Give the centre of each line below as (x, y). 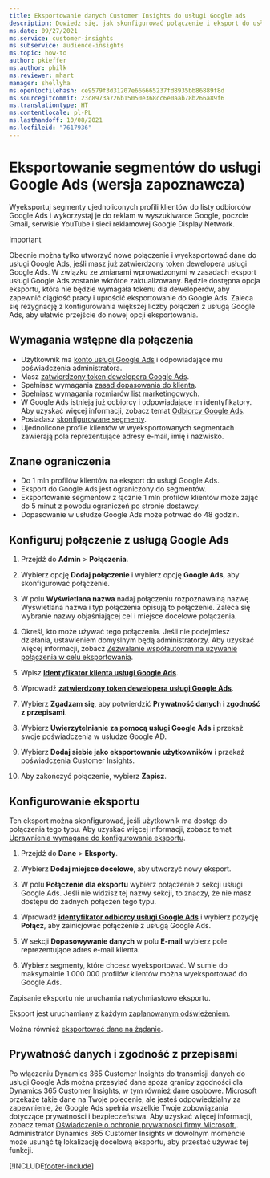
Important (25, 239)
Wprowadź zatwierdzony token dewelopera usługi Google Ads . (127, 688)
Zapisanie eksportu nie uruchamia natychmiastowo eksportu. (110, 997)
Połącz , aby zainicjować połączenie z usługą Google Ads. (116, 925)
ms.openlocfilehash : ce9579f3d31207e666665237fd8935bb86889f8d (117, 90)
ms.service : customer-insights (61, 38)
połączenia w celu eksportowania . (77, 657)
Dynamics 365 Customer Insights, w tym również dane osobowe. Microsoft (133, 1090)
